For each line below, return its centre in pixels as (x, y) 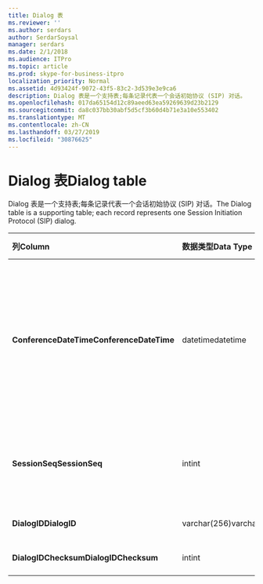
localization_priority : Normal (59, 81)
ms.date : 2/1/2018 (38, 52)
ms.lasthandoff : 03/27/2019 (54, 132)
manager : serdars (36, 45)
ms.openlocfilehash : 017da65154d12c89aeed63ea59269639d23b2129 (113, 103)
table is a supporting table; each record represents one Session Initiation (125, 213)
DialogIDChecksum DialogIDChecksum (85, 558)
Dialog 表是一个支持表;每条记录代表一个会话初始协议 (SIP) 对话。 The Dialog (130, 204)
